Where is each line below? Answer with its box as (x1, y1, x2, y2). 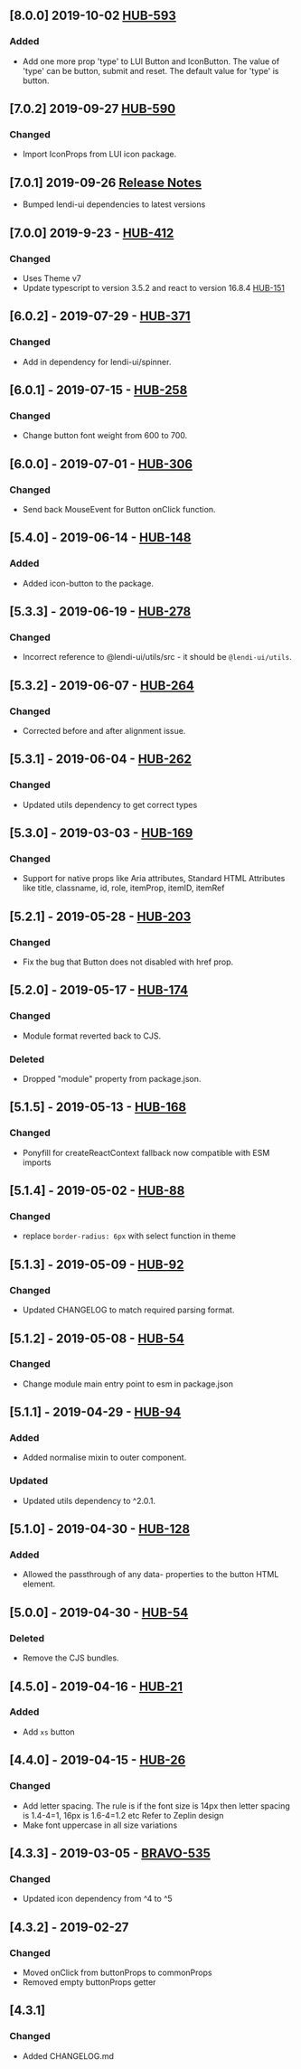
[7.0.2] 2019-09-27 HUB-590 (9, 101, 176, 117)
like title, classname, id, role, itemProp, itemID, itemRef (22, 882, 225, 894)
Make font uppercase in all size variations (22, 1820, 178, 1830)
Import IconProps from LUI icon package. (22, 149, 177, 160)
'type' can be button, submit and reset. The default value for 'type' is (22, 65, 279, 76)
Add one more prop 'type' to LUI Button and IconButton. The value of (22, 55, 280, 67)
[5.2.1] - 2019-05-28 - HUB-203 (9, 908, 192, 924)
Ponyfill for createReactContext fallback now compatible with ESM (22, 1147, 270, 1158)
